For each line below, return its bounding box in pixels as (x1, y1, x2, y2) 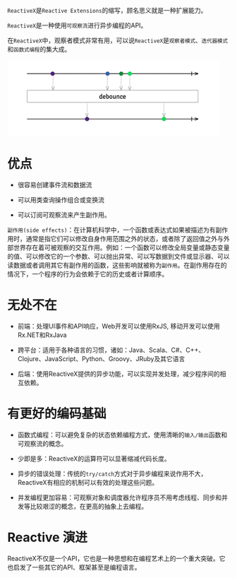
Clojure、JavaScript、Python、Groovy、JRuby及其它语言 (17, 354, 186, 362)
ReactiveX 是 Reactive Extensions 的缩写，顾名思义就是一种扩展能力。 (7, 6, 207, 14)
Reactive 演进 (7, 529, 88, 545)
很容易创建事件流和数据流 (17, 180, 92, 189)
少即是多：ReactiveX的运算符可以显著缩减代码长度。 (17, 454, 171, 463)
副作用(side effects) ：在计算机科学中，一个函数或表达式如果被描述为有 (7, 225, 216, 234)
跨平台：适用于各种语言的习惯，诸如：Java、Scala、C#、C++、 (17, 346, 205, 354)
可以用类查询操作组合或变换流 (17, 195, 104, 204)
